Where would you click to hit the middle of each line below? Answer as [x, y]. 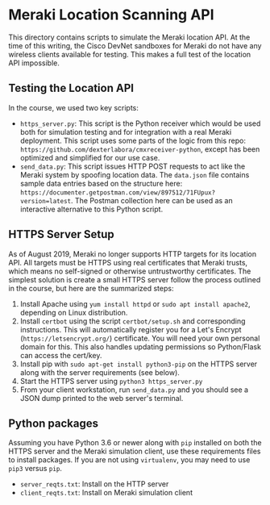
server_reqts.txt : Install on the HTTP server [94, 484]
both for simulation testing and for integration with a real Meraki [126, 131]
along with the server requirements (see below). [100, 372]
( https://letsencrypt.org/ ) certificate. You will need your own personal [140, 338]
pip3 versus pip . [35, 469]
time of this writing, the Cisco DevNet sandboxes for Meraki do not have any [135, 45]
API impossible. [34, 63]
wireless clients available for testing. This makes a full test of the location [130, 54]
